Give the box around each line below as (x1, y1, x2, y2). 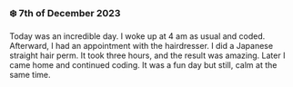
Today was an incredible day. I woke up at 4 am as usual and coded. (9, 31, 266, 42)
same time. (9, 70, 52, 81)
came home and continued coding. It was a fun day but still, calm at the (9, 60, 278, 71)
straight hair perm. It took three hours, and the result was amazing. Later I (9, 50, 286, 61)
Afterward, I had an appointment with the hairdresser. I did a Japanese (9, 41, 274, 52)
